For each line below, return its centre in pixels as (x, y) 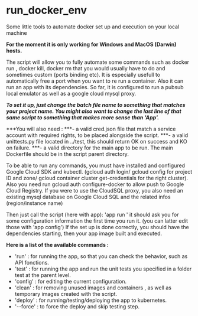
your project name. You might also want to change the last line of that (94, 111)
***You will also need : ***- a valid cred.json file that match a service (91, 129)
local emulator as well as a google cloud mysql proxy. (71, 93)
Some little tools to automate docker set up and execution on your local (93, 27)
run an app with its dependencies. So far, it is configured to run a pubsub (95, 87)
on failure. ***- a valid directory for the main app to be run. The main (90, 148)
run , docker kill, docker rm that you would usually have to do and (86, 68)
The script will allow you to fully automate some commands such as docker (98, 62)
